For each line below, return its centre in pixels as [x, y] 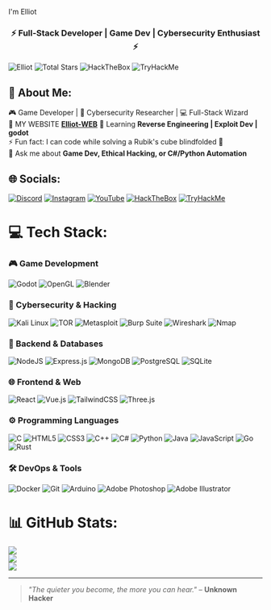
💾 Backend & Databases [56, 344]
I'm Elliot [23, 12]
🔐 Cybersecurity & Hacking [63, 305]
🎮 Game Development [54, 264]
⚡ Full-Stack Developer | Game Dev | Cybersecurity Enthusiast [135, 33]
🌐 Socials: [35, 179]
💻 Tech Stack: [58, 232]
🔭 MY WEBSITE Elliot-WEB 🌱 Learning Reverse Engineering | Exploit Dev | [133, 124]
